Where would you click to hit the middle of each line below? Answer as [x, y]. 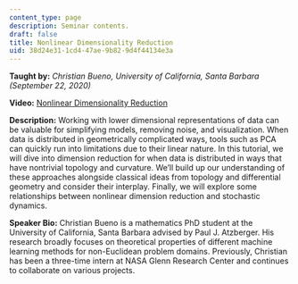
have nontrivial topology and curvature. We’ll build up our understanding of [147, 168]
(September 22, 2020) [50, 86]
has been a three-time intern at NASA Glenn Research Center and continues [149, 261]
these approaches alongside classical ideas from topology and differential [145, 177]
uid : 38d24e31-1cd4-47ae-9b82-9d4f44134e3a [91, 51]
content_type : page [46, 17]
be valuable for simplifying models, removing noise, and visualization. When [149, 129]
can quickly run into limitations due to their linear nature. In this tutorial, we [146, 149]
